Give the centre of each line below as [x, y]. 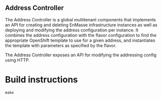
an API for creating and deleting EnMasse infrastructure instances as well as [81, 25]
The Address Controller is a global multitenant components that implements [81, 19]
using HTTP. [17, 60]
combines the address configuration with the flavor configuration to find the [81, 35]
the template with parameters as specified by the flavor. [61, 45]
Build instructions [41, 80]
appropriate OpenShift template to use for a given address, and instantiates [80, 40]
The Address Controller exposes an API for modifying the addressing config [81, 55]
